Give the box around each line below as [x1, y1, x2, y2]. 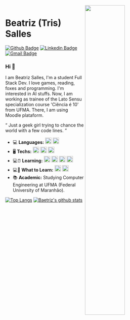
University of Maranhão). [12, 187, 65, 194]
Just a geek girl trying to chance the [8, 122, 84, 129]
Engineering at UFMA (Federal [12, 182, 76, 188]
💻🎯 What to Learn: [12, 167, 54, 173]
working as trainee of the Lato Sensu [5, 96, 82, 102]
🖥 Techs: [12, 148, 32, 154]
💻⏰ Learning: [12, 157, 43, 164]
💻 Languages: [12, 139, 45, 145]
